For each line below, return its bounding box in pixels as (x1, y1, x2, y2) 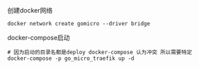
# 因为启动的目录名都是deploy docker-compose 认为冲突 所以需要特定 (7, 49, 193, 56)
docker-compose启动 (7, 34, 70, 42)
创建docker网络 (7, 6, 53, 14)
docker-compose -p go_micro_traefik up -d (7, 55, 135, 62)
